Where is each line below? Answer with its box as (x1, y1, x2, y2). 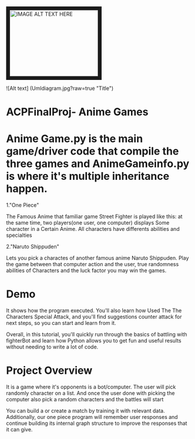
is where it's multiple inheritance (6, 170, 170, 183)
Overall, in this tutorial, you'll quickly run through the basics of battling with (6, 331, 187, 338)
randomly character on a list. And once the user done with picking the (6, 390, 175, 397)
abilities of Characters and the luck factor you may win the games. (6, 267, 167, 274)
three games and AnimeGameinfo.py (6, 157, 190, 170)
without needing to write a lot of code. (6, 343, 99, 350)
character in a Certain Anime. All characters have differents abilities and (6, 226, 180, 233)
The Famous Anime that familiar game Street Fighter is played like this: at (6, 213, 183, 220)
